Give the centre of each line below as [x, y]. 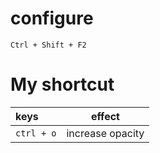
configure [52, 18]
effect [105, 116]
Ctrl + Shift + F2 [48, 45]
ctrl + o [36, 133]
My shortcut [62, 84]
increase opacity [105, 133]
